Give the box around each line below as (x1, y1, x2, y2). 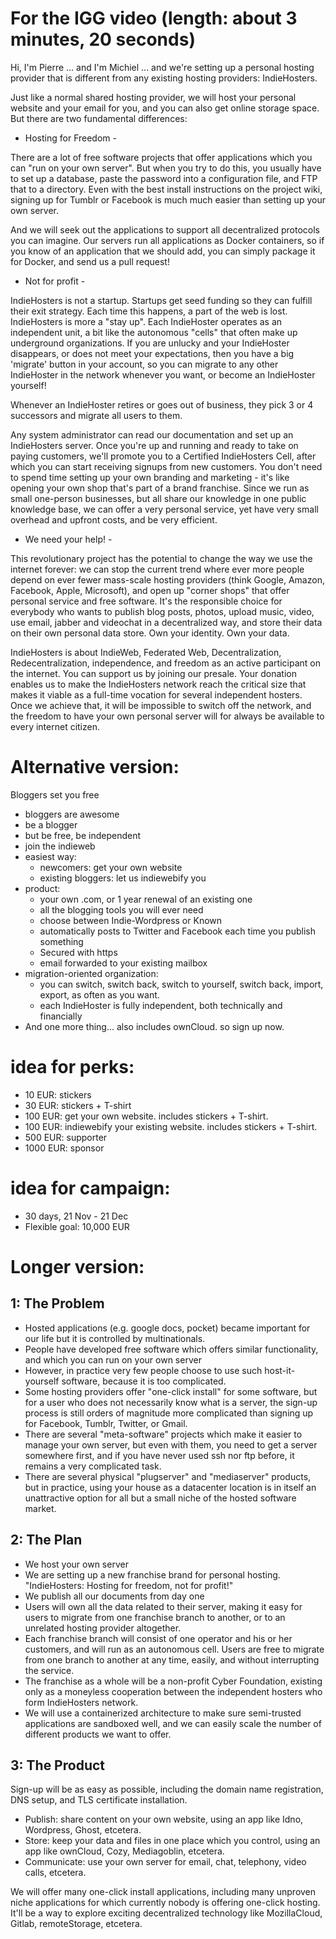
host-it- (264, 1364, 296, 1376)
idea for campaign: (10, 1177, 171, 1199)
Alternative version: (10, 756, 180, 779)
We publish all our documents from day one (24, 1590, 205, 1602)
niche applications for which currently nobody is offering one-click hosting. (10, 1897, 321, 1909)
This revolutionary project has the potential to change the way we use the (10, 552, 313, 564)
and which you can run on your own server (24, 1353, 202, 1366)
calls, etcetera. (24, 1867, 87, 1879)
